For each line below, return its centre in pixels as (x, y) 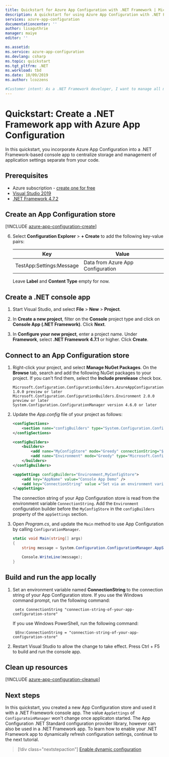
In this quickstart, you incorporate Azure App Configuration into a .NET (78, 149)
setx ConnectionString (39, 609)
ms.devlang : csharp (26, 56)
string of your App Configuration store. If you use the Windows (78, 595)
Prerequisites (27, 176)
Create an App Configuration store (60, 214)
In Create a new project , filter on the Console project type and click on (86, 319)
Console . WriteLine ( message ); (52, 557)
